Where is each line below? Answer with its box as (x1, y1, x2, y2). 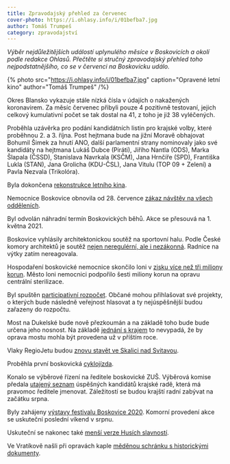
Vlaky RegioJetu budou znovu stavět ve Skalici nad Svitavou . (7, 346, 179, 355)
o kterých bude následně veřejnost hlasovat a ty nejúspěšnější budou (7, 298, 203, 307)
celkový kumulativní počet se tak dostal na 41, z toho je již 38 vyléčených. (7, 111, 216, 119)
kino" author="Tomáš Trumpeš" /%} (7, 83, 110, 91)
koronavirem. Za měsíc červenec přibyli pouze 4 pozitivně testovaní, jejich (7, 103, 217, 112)
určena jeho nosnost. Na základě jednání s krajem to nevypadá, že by (7, 326, 203, 334)
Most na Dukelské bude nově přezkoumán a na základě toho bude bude (7, 319, 210, 327)
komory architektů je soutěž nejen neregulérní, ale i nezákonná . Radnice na (7, 242, 219, 250)
